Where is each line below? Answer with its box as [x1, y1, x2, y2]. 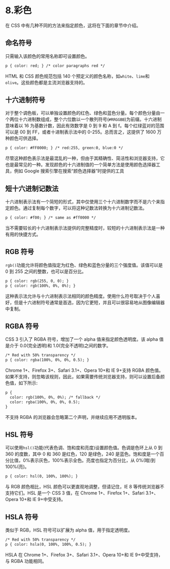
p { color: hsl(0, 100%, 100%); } [5, 474, 78, 479]
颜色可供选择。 [9, 135, 41, 141]
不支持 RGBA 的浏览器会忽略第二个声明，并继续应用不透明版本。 [5, 414, 140, 420]
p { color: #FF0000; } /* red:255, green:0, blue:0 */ [5, 146, 123, 151]
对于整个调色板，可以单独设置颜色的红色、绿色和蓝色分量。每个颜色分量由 [5, 110, 160, 116]
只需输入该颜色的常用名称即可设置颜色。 [5, 53, 90, 59]
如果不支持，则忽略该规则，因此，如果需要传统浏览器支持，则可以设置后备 [5, 374, 160, 380]
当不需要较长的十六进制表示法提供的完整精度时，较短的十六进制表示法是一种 [5, 225, 165, 231]
